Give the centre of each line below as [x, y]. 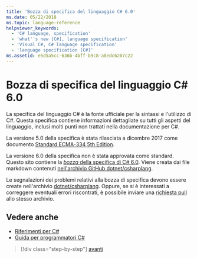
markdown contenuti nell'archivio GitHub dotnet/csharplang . [80, 168]
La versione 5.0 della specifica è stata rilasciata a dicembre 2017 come [92, 138]
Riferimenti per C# [37, 231]
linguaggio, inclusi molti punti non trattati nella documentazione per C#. [93, 126]
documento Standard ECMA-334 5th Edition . [60, 144]
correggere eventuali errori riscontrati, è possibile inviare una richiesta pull [97, 192]
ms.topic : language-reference [43, 22]
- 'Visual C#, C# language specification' [64, 45]
